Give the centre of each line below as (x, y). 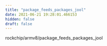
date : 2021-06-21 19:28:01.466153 (41, 14)
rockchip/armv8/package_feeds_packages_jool (54, 38)
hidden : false (20, 19)
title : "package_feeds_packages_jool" (45, 10)
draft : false (19, 24)
